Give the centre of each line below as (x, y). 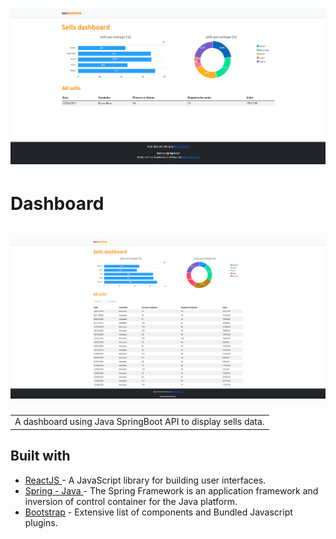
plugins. (41, 522)
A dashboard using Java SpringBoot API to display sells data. (139, 422)
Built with (40, 456)
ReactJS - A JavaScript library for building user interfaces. (145, 480)
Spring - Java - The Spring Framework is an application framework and (171, 490)
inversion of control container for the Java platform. (131, 501)
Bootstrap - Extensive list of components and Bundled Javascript (158, 512)
